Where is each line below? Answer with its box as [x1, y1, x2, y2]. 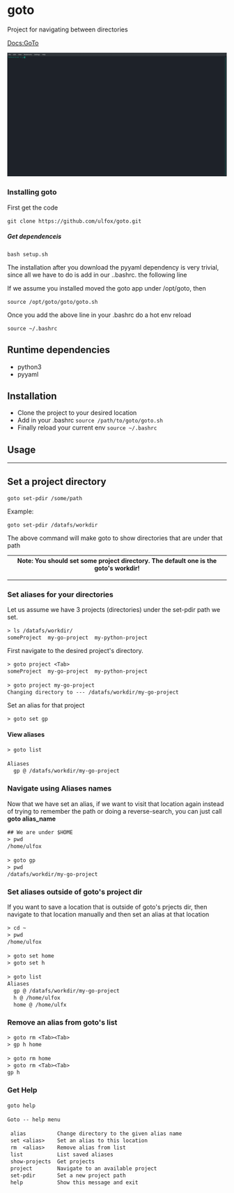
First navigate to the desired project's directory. [7, 647, 144, 655]
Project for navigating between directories [7, 25, 128, 34]
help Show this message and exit [10, 1179, 139, 1186]
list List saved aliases [10, 1151, 114, 1158]
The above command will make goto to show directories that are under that [7, 534, 223, 542]
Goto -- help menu [7, 1116, 61, 1123]
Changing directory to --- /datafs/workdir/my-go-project [7, 689, 179, 696]
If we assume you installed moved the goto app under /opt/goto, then [7, 284, 207, 292]
